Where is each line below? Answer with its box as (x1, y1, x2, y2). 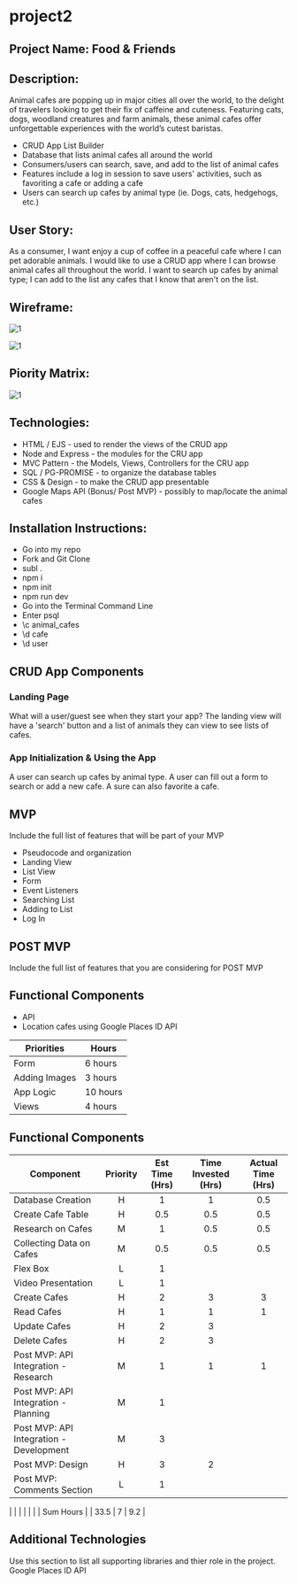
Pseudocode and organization (21, 847, 133, 858)
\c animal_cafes (21, 620, 80, 630)
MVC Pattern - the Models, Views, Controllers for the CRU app (21, 458, 249, 468)
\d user (21, 638, 49, 649)
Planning (13, 1407, 50, 1419)
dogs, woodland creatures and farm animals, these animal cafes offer (9, 113, 263, 125)
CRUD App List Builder (21, 140, 104, 151)
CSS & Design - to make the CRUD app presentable (21, 476, 209, 487)
